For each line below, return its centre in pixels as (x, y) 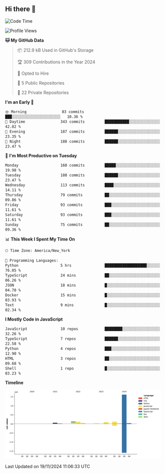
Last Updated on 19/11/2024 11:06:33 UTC (48, 467)
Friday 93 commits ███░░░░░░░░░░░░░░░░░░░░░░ (83, 205)
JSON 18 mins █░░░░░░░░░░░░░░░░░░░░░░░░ (83, 285)
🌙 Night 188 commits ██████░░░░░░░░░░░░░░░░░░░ (83, 142)
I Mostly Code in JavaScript (34, 319)
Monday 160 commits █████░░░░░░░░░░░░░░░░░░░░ (83, 165)
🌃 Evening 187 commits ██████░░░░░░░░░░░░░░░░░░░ (83, 132)
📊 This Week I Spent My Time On (40, 239)
